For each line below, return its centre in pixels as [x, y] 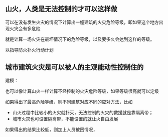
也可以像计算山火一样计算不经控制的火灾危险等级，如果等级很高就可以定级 [82, 91]
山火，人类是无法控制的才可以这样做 [61, 9]
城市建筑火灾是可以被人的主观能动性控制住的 [74, 67]
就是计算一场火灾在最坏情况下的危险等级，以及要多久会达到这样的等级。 [80, 39]
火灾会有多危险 [25, 28]
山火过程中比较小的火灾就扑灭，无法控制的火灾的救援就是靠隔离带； [83, 112]
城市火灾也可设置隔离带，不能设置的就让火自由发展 [65, 119]
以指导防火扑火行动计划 [29, 50]
